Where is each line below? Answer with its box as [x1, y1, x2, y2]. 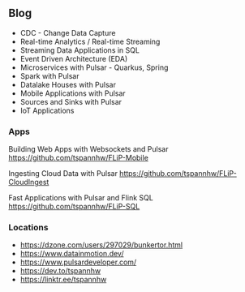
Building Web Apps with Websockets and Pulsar [8, 144, 169, 154]
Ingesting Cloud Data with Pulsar [8, 169, 118, 178]
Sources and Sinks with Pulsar [19, 97, 122, 106]
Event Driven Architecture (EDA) [19, 54, 128, 63]
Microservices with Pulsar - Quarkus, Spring [19, 62, 169, 72]
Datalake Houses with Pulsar [19, 79, 116, 89]
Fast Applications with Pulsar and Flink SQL [8, 193, 154, 203]
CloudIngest [8, 178, 49, 187]
